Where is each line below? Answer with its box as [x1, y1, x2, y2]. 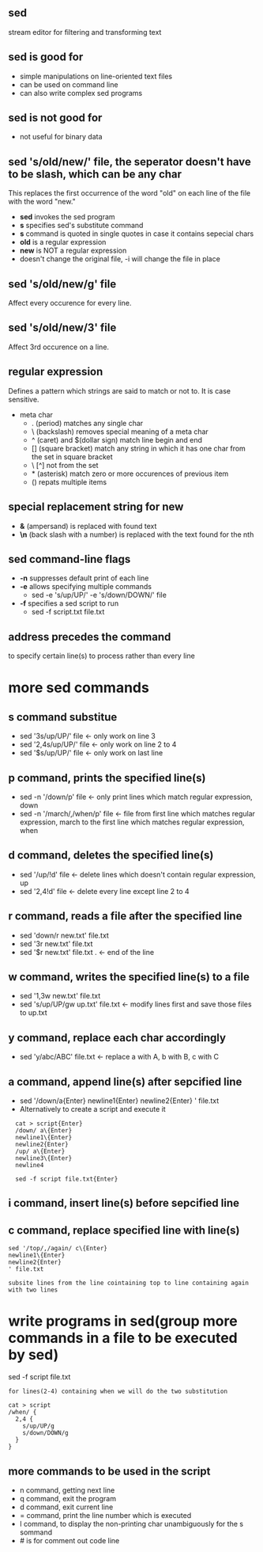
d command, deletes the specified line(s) [8, 849, 214, 862]
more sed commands [8, 679, 150, 697]
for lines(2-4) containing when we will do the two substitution [8, 1387, 227, 1396]
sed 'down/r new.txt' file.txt [19, 930, 109, 940]
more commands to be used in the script [8, 1464, 211, 1478]
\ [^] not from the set [31, 460, 99, 470]
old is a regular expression [19, 238, 107, 247]
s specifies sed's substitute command [19, 221, 144, 230]
